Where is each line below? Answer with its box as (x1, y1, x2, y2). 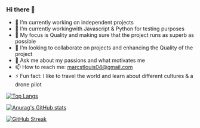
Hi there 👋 (6, 5, 36, 14)
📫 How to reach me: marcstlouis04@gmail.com (14, 64, 133, 71)
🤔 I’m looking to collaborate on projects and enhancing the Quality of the (14, 44, 193, 51)
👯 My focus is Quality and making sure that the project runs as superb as (14, 32, 194, 39)
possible (14, 38, 36, 45)
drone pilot (14, 81, 42, 88)
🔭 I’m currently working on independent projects (14, 19, 134, 26)
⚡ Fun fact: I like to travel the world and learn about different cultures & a (14, 73, 193, 80)
